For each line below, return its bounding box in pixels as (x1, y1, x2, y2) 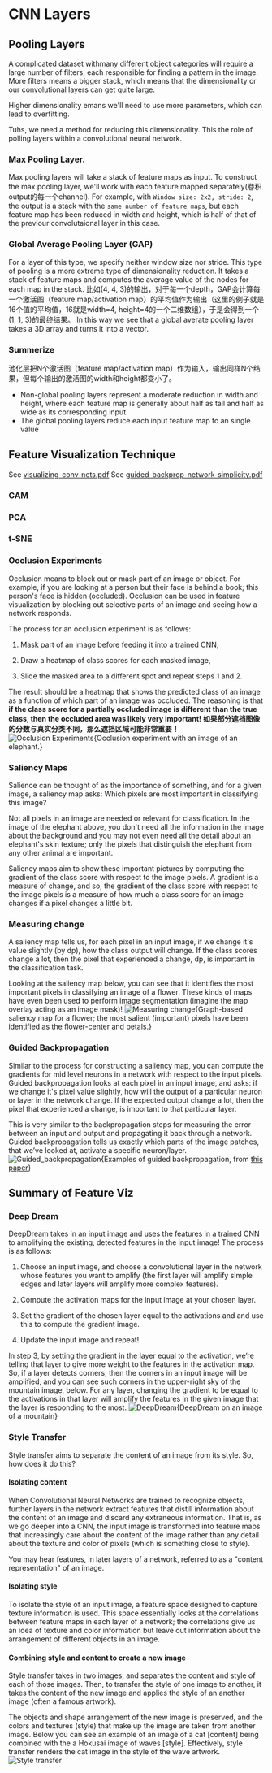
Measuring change (8, 918, 85, 930)
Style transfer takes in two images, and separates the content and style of (8, 1671, 256, 1680)
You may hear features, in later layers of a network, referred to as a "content (8, 1554, 264, 1564)
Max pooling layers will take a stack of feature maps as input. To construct (8, 172, 257, 182)
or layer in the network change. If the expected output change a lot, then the (8, 1095, 264, 1105)
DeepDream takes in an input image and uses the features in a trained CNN (8, 1229, 260, 1239)
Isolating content (8, 1477, 67, 1487)
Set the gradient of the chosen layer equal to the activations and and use (19, 1311, 264, 1320)
